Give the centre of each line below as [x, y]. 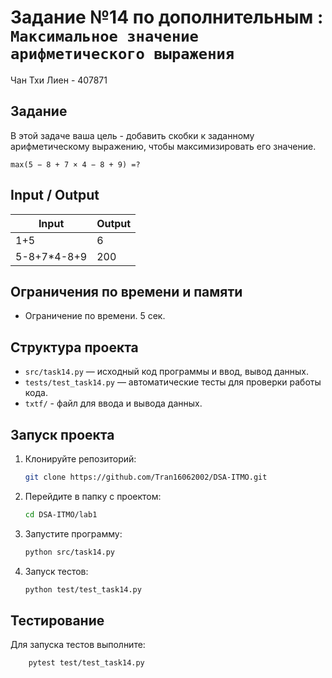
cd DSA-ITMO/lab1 [61, 514]
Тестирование [57, 620]
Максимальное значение [104, 36]
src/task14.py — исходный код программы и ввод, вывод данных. [167, 372]
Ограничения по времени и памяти [126, 291]
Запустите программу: [73, 533]
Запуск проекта [62, 434]
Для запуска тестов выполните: [78, 645]
